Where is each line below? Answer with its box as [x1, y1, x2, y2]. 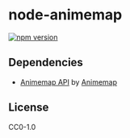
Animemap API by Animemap [19, 77, 118, 86]
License [8, 101, 49, 115]
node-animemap [8, 6, 123, 24]
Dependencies [8, 56, 83, 69]
